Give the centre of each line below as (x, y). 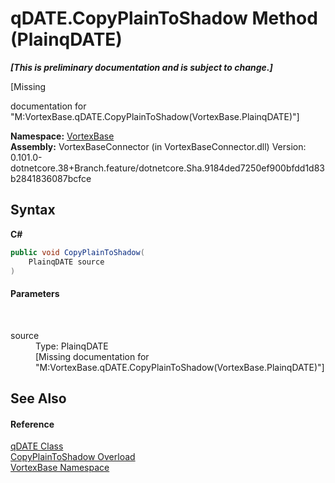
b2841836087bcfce (51, 178)
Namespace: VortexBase (62, 136)
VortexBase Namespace (60, 468)
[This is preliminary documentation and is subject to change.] (141, 67)
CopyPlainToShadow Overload (73, 457)
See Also (38, 398)
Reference (32, 424)
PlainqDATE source (66, 262)
